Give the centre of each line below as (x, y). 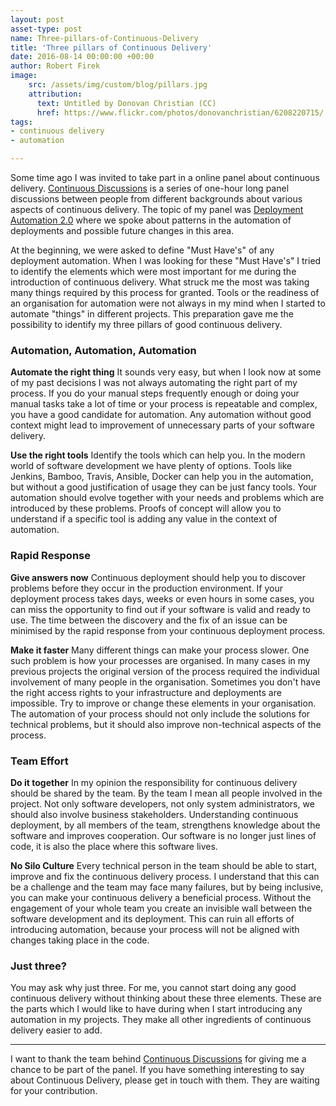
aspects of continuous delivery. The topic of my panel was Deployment (157, 209)
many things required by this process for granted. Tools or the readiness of (165, 292)
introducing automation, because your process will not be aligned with (155, 929)
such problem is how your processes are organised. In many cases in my (160, 660)
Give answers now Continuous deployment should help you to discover (158, 577)
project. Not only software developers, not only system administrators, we (162, 803)
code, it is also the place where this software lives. (114, 846)
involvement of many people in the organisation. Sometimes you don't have (165, 682)
